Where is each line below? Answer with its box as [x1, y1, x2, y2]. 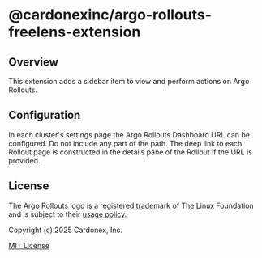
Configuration [8, 108, 81, 122]
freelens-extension [8, 23, 141, 41]
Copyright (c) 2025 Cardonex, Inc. [8, 225, 123, 235]
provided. [8, 155, 41, 165]
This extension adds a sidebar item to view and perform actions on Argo [8, 77, 250, 86]
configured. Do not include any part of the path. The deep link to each [8, 138, 243, 148]
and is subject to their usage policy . [8, 209, 127, 219]
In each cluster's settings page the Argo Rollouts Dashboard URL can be [8, 129, 250, 139]
